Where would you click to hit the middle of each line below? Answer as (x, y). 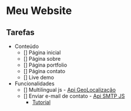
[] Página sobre (42, 59)
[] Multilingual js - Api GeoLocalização (70, 90)
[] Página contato (44, 71)
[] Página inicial (42, 53)
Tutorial (41, 102)
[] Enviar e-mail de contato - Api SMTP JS (74, 96)
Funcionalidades (34, 84)
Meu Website (39, 11)
